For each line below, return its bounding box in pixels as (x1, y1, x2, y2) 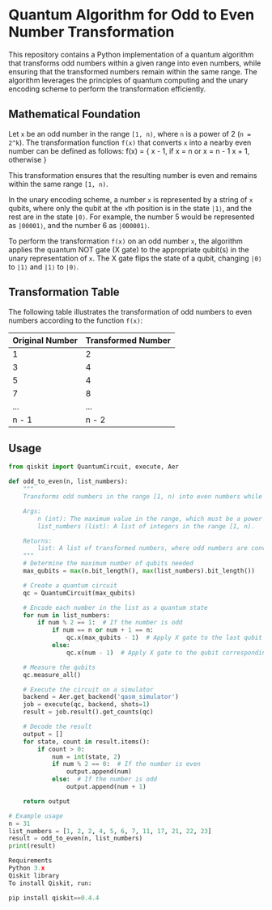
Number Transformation (8, 23, 175, 41)
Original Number (12, 334, 79, 345)
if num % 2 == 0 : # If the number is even (51, 760, 201, 768)
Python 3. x (8, 864, 45, 872)
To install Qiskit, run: (8, 879, 92, 887)
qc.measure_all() (23, 671, 82, 679)
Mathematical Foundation (8, 108, 141, 121)
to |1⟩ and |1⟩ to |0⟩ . (8, 261, 79, 272)
